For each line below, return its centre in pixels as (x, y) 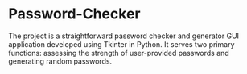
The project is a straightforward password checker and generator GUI (124, 36)
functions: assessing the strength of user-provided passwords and (119, 53)
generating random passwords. (60, 61)
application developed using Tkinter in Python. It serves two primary (121, 44)
